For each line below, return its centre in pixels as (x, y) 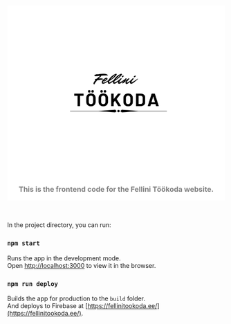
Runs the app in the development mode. (64, 258)
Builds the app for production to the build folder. (76, 298)
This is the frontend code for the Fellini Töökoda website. (116, 189)
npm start (24, 243)
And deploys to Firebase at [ (47, 305)
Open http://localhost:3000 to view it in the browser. (82, 265)
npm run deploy (33, 284)
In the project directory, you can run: (59, 225)
